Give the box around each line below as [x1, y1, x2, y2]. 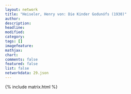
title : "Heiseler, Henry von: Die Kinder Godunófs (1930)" [5, 12, 127, 17]
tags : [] [5, 39, 23, 44]
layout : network [5, 7, 38, 12]
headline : [5, 25, 25, 30]
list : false [5, 66, 29, 71]
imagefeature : [5, 43, 34, 48]
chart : [5, 52, 18, 57]
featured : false [5, 61, 38, 66]
